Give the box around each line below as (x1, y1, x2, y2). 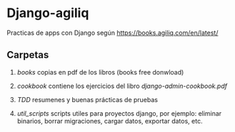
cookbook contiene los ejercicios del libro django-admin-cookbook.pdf (16, 82, 228, 90)
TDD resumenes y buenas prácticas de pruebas (16, 95, 159, 104)
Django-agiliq (6, 5, 89, 21)
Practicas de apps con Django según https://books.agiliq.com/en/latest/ (6, 28, 219, 37)
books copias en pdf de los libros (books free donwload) (16, 67, 184, 76)
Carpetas (6, 49, 49, 61)
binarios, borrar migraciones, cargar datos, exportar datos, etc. (16, 116, 203, 125)
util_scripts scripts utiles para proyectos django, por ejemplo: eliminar (16, 109, 222, 118)
